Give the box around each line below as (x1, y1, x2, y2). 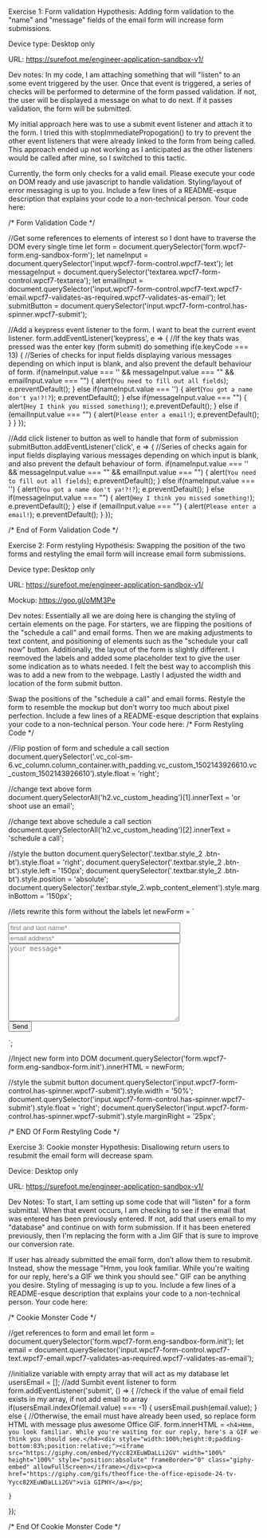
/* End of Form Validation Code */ (8, 525, 119, 535)
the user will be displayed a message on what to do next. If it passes (8, 96, 233, 104)
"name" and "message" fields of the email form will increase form (8, 15, 224, 25)
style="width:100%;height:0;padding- (118, 1435, 245, 1443)
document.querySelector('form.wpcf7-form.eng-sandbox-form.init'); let (8, 1336, 245, 1346)
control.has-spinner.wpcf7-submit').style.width (8, 1086, 163, 1095)
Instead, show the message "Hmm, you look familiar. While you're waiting (8, 1263, 249, 1273)
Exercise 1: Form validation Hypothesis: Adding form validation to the (8, 7, 234, 16)
